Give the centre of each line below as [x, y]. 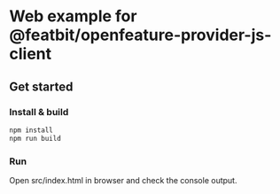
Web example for [73, 16]
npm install [31, 130]
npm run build [35, 138]
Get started [41, 86]
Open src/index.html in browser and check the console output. [123, 180]
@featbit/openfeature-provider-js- [140, 35]
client [31, 54]
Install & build [39, 112]
